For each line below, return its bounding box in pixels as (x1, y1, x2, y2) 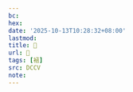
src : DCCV (8, 64, 41, 72)
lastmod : (8, 34, 37, 42)
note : (8, 71, 26, 79)
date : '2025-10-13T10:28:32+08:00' (8, 26, 127, 34)
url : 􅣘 (8, 49, 30, 57)
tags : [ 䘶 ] (8, 57, 44, 65)
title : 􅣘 (8, 42, 37, 50)
